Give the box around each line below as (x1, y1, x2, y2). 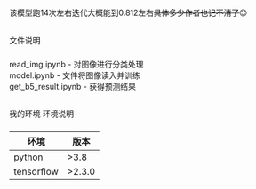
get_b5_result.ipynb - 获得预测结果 (9, 81, 136, 91)
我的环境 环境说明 (9, 108, 74, 119)
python (13, 151, 44, 163)
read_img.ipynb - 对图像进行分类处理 (9, 59, 144, 69)
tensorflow (13, 165, 60, 177)
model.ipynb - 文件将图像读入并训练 (9, 69, 140, 81)
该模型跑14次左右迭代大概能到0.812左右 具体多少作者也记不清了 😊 (9, 7, 248, 19)
